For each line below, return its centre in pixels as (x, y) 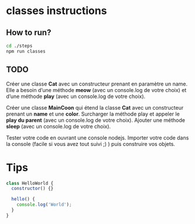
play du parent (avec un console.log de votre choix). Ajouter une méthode (96, 120)
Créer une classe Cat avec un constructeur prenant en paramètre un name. (97, 84)
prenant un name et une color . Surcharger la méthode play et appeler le (93, 114)
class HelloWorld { (30, 183)
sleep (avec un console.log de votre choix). (59, 126)
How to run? (29, 33)
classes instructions (57, 11)
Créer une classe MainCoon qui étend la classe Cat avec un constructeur (95, 107)
